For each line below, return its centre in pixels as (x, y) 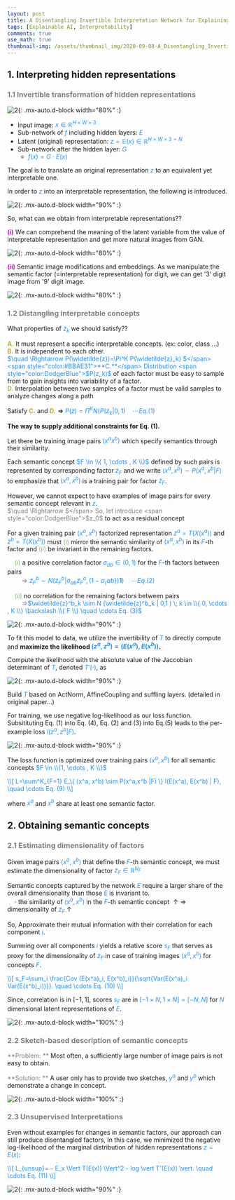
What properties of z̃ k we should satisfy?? (67, 329)
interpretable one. (33, 177)
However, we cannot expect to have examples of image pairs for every (109, 496)
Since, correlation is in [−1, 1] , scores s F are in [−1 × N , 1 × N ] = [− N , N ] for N (116, 1000)
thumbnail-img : (29, 46)
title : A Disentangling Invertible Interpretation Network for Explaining (119, 20)
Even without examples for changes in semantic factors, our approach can (114, 1132)
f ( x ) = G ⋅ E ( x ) (48, 156)
